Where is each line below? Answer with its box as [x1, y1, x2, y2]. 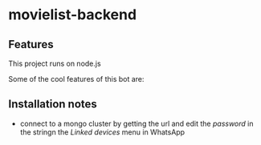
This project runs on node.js [8, 58, 102, 68]
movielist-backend [8, 6, 137, 24]
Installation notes [8, 98, 98, 111]
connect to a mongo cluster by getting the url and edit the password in [19, 119, 254, 128]
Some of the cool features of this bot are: [8, 75, 145, 83]
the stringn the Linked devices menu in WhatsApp [19, 127, 186, 137]
